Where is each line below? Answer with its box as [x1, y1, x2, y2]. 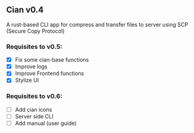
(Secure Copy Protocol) [6, 27, 65, 34]
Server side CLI [14, 112, 54, 120]
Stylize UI [14, 77, 39, 84]
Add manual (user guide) [14, 119, 77, 126]
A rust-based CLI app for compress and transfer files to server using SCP [6, 21, 189, 28]
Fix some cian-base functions [14, 56, 89, 63]
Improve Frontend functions [14, 70, 84, 77]
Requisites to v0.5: [6, 42, 63, 51]
